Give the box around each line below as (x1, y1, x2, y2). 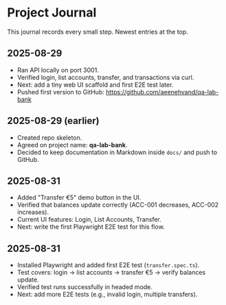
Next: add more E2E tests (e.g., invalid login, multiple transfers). (16, 291, 198, 299)
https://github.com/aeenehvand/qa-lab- (105, 87, 219, 96)
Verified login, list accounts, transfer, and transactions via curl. (16, 73, 194, 81)
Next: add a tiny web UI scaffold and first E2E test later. (16, 81, 174, 89)
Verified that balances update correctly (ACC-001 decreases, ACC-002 (16, 201, 219, 209)
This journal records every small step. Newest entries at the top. (7, 28, 189, 36)
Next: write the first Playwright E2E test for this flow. (16, 222, 165, 231)
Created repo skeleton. (16, 133, 82, 142)
